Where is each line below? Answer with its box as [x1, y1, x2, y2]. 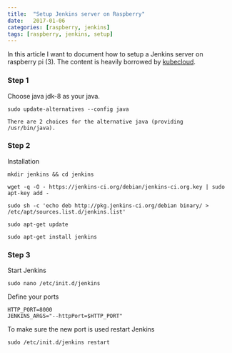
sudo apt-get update [7, 221, 69, 228]
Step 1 [7, 76, 29, 86]
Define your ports [7, 292, 59, 301]
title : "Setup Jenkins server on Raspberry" [7, 10, 145, 18]
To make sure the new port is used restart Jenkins [7, 325, 155, 334]
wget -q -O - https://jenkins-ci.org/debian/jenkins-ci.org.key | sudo [7, 183, 225, 190]
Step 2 [7, 141, 31, 151]
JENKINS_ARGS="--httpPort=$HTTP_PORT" [7, 312, 123, 320]
